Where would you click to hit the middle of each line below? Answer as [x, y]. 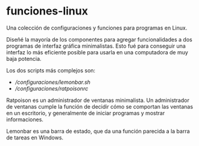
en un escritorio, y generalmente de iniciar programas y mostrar [86, 113]
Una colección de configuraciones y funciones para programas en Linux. [97, 28]
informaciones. [25, 119]
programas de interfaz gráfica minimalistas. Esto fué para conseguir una [96, 46]
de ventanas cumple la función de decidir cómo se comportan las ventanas [100, 106]
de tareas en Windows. [35, 138]
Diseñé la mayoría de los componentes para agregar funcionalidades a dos [99, 39]
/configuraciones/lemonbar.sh [52, 82]
